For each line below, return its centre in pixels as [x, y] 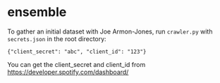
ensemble [37, 12]
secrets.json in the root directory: [57, 38]
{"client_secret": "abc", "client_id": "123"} [77, 52]
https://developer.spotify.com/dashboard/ [68, 72]
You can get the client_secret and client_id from [77, 64]
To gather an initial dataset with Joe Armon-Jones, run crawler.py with [110, 31]
